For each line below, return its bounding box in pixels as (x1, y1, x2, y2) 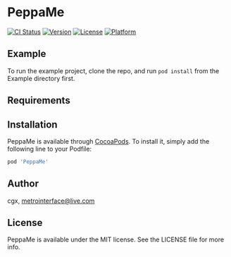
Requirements (7, 94, 70, 106)
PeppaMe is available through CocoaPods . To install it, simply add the (7, 137, 210, 145)
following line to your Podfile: (7, 144, 92, 153)
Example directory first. (7, 74, 75, 82)
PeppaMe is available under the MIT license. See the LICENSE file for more (7, 235, 224, 244)
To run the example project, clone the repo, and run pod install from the (7, 66, 220, 75)
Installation (7, 118, 58, 130)
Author (7, 177, 39, 190)
